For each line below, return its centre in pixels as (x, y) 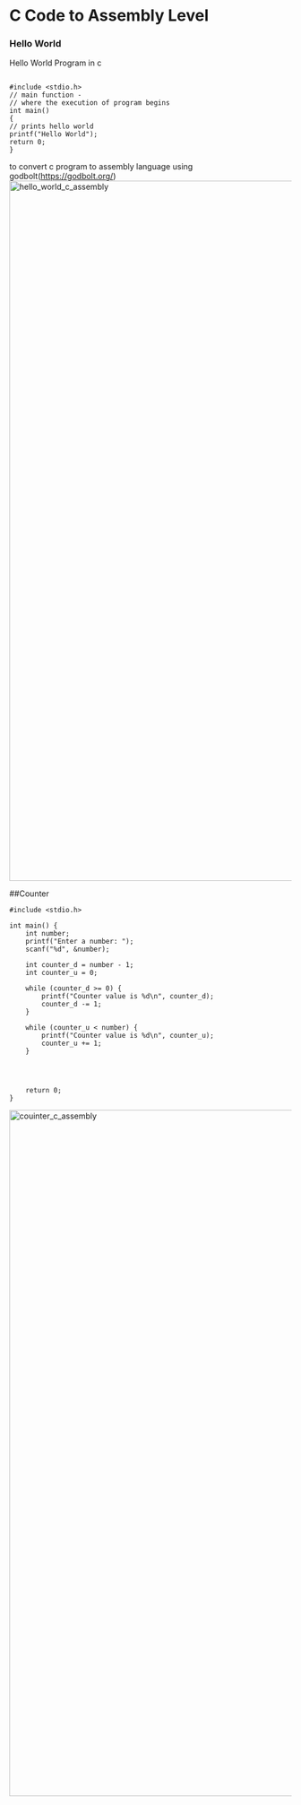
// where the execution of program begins (90, 103)
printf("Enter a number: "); (80, 942)
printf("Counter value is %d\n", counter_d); (128, 997)
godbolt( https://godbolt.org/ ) (63, 177)
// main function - (46, 95)
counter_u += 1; (72, 1044)
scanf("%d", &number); (68, 950)
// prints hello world (52, 126)
